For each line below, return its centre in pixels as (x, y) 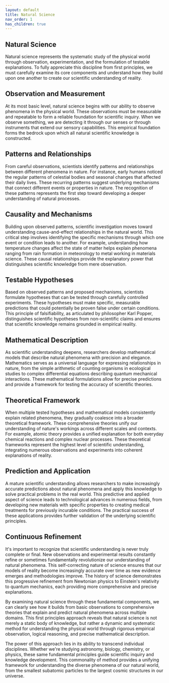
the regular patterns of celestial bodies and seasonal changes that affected (83, 177)
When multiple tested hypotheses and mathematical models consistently (80, 412)
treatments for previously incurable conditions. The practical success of (80, 510)
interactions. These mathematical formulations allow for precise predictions (83, 379)
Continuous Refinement (43, 537)
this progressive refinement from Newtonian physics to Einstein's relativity (82, 581)
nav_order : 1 (19, 19)
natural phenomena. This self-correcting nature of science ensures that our (83, 565)
